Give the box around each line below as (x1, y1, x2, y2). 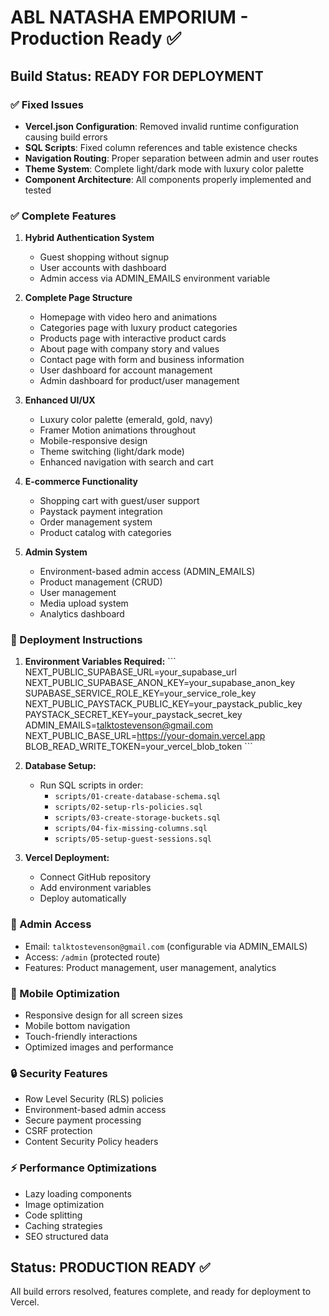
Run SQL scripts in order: (39, 779, 144, 791)
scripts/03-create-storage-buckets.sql (54, 813, 222, 823)
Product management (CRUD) (39, 576, 163, 588)
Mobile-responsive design (39, 435, 148, 447)
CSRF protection (24, 1125, 93, 1137)
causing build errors (24, 131, 108, 143)
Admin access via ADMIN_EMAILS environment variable (39, 272, 271, 285)
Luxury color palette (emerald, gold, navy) (39, 414, 213, 426)
